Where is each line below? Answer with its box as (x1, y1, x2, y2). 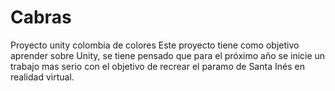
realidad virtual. (10, 71, 75, 83)
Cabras (10, 6, 72, 29)
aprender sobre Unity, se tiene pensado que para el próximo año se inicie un (10, 49, 326, 61)
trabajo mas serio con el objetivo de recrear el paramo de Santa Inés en (10, 60, 305, 72)
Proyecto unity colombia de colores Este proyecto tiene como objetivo (10, 39, 300, 51)
